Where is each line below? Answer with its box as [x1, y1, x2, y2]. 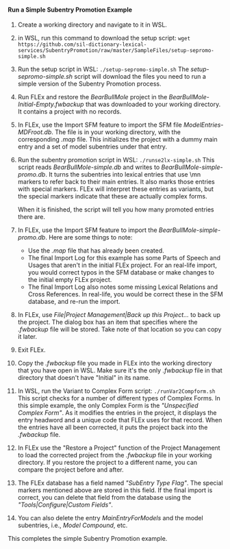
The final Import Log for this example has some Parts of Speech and [27, 254, 221, 262]
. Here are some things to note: [44, 233, 133, 242]
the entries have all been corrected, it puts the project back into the [17, 423, 208, 431]
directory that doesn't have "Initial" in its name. [17, 374, 151, 382]
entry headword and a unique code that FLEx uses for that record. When [17, 416, 222, 424]
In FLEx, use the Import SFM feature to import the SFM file [17, 120, 182, 129]
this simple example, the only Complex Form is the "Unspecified [17, 401, 199, 410]
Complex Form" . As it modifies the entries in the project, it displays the [17, 409, 217, 417]
